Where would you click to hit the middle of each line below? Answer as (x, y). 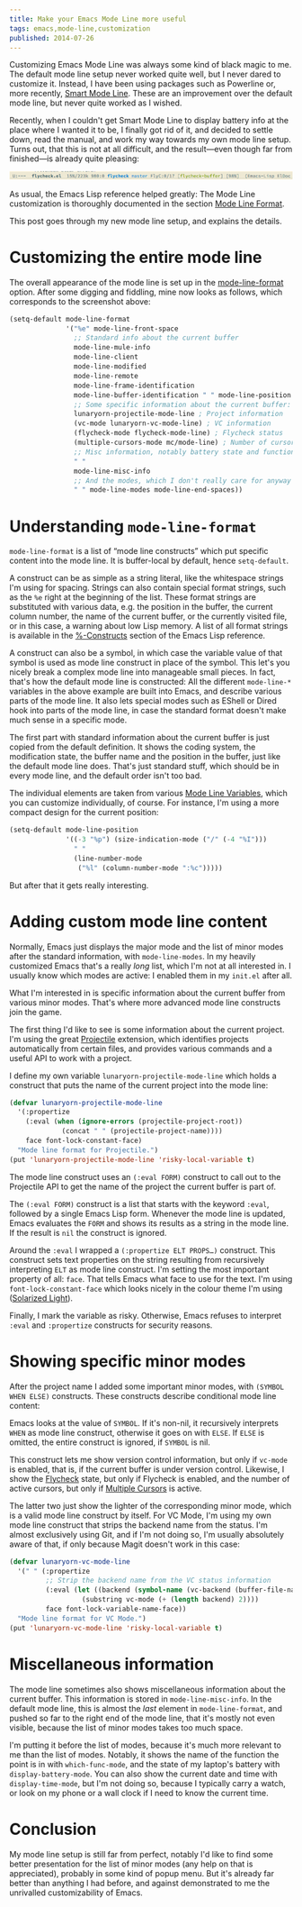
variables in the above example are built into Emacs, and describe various (146, 691)
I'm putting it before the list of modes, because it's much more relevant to (145, 1745)
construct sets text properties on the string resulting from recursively (137, 1259)
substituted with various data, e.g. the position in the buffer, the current (141, 607)
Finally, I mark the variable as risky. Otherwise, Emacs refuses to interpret (146, 1315)
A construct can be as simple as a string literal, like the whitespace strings (147, 578)
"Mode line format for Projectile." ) (88, 1150)
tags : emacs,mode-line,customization (80, 28)
